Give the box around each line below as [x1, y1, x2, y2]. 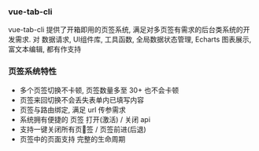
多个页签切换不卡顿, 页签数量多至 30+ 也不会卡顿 [19, 85, 179, 95]
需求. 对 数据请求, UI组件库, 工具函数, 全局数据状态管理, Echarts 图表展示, [14, 34, 252, 45]
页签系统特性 [8, 66, 57, 77]
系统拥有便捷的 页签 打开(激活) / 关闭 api [19, 114, 151, 124]
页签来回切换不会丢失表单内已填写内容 [19, 95, 144, 104]
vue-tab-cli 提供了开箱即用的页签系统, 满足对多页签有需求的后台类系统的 [8, 25, 243, 34]
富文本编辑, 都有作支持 [8, 45, 81, 54]
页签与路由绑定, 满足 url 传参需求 [19, 105, 126, 114]
